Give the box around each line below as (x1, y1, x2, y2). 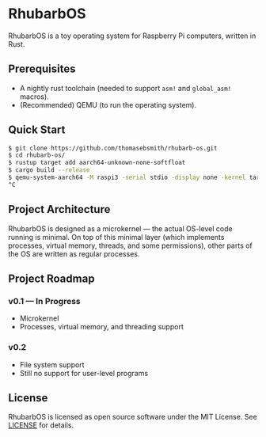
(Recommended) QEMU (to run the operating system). (19, 100, 196, 109)
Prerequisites (8, 63, 76, 76)
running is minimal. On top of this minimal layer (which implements (8, 232, 225, 241)
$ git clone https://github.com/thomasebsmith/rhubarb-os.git (8, 144, 218, 152)
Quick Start (8, 123, 66, 137)
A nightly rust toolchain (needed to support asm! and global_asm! (19, 83, 232, 93)
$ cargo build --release (8, 166, 90, 174)
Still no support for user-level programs (19, 368, 149, 378)
